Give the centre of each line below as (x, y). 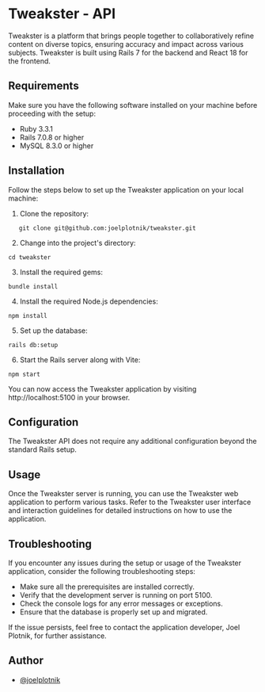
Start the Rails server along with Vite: (80, 359)
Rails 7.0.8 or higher (52, 137)
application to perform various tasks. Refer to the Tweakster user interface (130, 502)
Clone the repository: (54, 213)
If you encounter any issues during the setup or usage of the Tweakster (125, 563)
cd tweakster (30, 257)
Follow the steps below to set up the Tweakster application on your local (126, 189)
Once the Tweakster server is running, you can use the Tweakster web (123, 494)
